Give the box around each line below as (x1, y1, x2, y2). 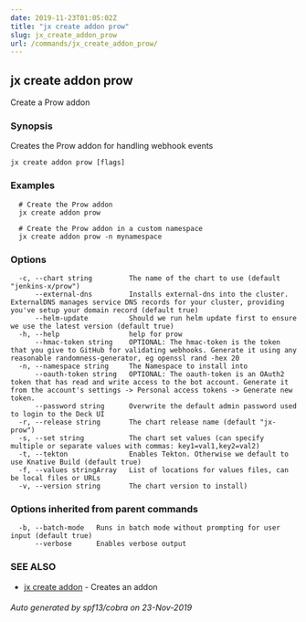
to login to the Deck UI (10, 409, 105, 418)
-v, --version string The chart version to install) (18, 481, 248, 490)
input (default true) (10, 532, 93, 541)
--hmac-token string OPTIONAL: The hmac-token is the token (34, 337, 281, 347)
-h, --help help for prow (18, 330, 183, 339)
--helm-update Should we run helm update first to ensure (34, 313, 298, 322)
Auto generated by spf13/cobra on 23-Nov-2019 (10, 602, 193, 613)
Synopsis (10, 120, 53, 132)
